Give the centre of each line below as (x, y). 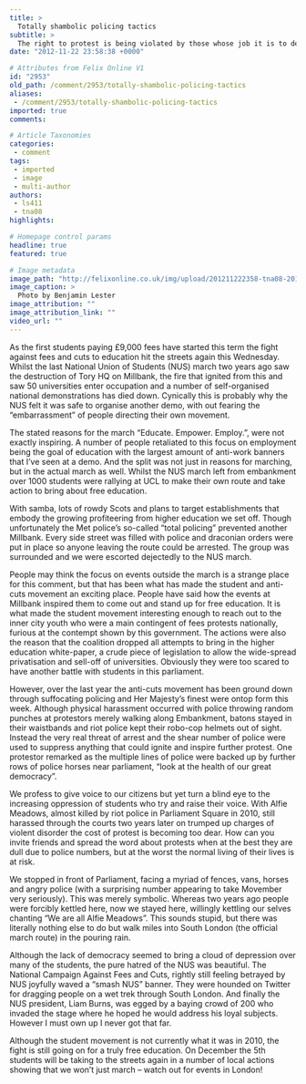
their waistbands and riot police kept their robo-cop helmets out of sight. (146, 728)
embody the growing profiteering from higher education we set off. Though (151, 518)
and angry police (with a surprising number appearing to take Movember (146, 889)
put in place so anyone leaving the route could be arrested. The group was (149, 547)
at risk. (22, 862)
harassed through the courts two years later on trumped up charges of (142, 822)
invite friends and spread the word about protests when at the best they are (151, 842)
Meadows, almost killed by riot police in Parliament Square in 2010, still (143, 813)
